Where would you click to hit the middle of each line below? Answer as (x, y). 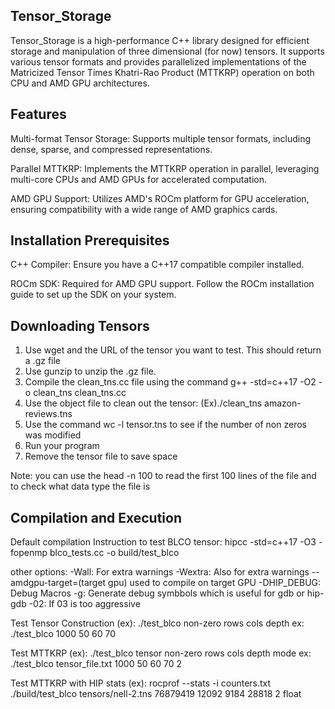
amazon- (283, 403)
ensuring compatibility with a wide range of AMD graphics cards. (144, 209)
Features (38, 114)
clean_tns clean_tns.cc (80, 393)
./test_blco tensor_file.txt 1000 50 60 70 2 (96, 664)
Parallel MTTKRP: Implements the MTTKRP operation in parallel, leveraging (165, 168)
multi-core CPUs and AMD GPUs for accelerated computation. (138, 179)
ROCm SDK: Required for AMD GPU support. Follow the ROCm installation (162, 284)
